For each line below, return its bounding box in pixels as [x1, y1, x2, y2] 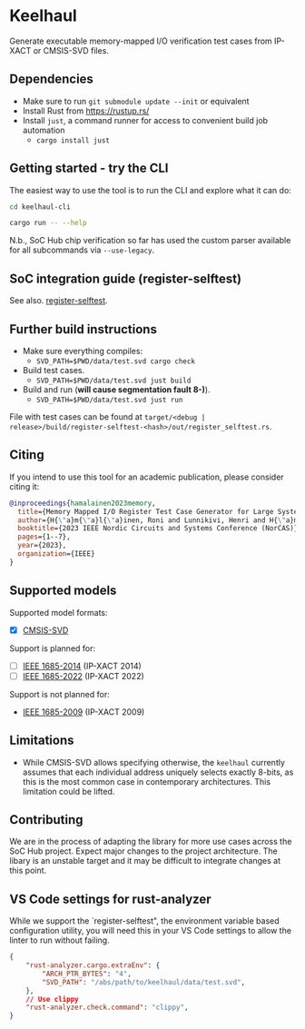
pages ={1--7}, [17, 532, 71, 541]
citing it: [9, 480, 40, 491]
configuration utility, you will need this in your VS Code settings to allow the [9, 925, 292, 936]
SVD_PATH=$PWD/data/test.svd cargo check [35, 356, 195, 366]
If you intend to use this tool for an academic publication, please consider [9, 471, 284, 482]
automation [22, 124, 65, 135]
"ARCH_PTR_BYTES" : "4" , [42, 969, 132, 978]
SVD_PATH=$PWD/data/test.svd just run [35, 395, 183, 404]
